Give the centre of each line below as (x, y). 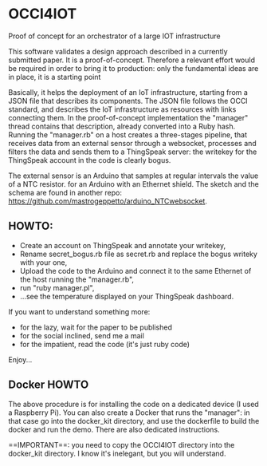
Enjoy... (20, 359)
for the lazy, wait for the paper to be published (96, 327)
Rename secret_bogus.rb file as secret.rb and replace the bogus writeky (138, 254)
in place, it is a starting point (55, 77)
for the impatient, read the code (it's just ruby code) (104, 344)
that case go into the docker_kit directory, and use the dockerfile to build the (134, 421)
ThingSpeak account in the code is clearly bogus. (90, 160)
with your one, (43, 262)
